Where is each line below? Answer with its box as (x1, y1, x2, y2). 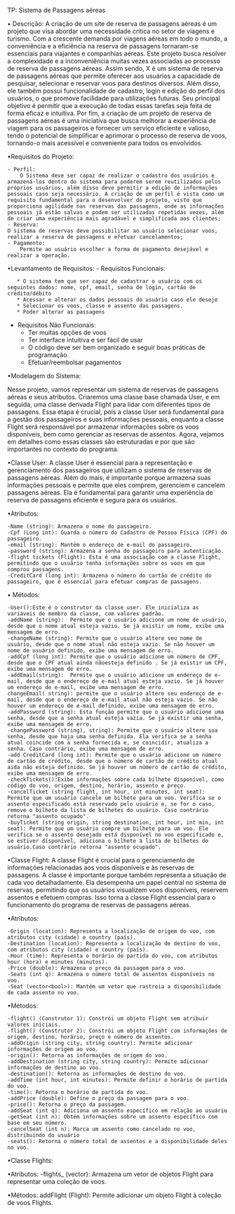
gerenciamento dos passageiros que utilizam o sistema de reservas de (7, 466, 212, 474)
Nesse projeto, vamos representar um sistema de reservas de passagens (7, 385, 219, 394)
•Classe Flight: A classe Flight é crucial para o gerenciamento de (7, 856, 195, 864)
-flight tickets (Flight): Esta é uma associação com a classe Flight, (7, 554, 221, 561)
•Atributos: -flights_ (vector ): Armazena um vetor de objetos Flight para (7, 1170, 214, 1178)
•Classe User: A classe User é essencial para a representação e (7, 459, 193, 467)
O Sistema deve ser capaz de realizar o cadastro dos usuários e (20, 172, 215, 179)
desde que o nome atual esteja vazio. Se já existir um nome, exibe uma (7, 622, 224, 629)
